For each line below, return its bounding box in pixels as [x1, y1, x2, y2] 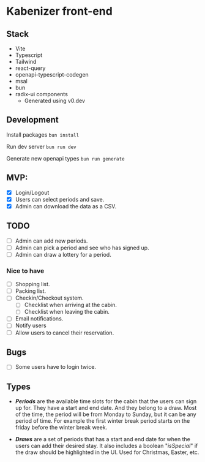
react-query [15, 64, 46, 72]
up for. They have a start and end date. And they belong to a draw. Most [15, 404, 197, 412]
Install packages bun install [6, 131, 80, 138]
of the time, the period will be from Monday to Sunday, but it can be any [15, 411, 197, 418]
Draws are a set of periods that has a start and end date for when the [15, 436, 191, 443]
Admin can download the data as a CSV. [15, 202, 117, 210]
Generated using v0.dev [24, 97, 86, 104]
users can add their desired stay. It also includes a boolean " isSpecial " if [15, 442, 198, 450]
